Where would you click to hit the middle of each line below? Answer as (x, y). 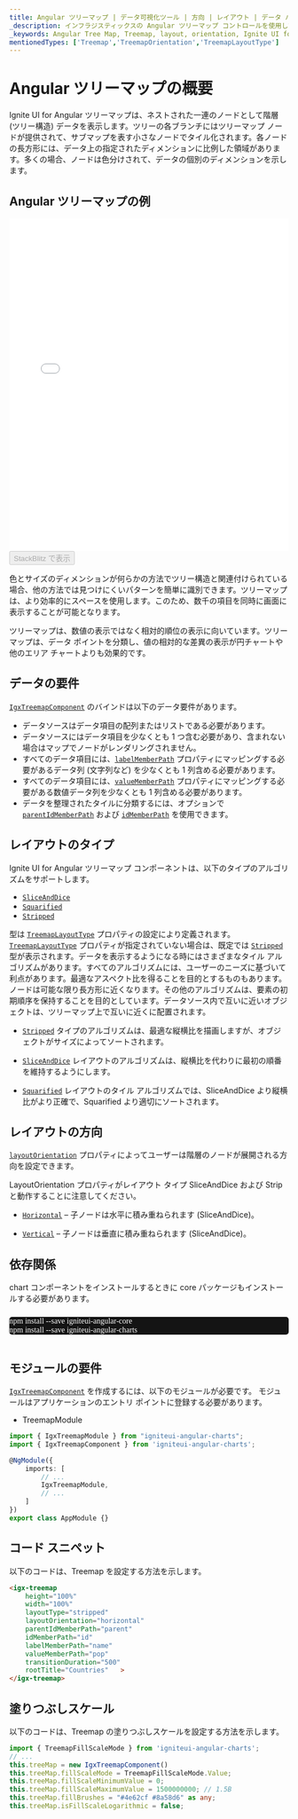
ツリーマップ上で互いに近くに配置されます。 (129, 1012)
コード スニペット (57, 1548)
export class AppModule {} (59, 1518)
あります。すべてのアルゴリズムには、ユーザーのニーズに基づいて (167, 967)
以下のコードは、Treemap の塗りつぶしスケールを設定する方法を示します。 (146, 1731)
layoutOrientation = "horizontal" (85, 1621)
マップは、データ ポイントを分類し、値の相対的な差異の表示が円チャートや (146, 642)
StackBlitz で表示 (42, 559)
